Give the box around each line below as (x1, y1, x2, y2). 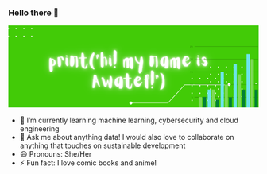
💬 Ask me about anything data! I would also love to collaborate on (19, 133, 234, 142)
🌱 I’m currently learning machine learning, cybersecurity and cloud (19, 115, 238, 126)
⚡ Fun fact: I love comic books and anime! (19, 158, 157, 168)
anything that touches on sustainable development (19, 141, 186, 150)
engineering (19, 124, 60, 133)
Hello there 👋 (8, 7, 60, 18)
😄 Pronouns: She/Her (19, 149, 92, 159)
